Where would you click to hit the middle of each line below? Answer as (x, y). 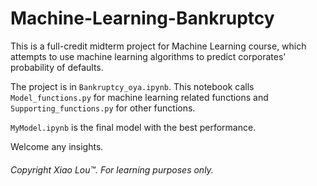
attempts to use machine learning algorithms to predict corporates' (148, 56)
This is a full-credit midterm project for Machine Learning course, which (158, 46)
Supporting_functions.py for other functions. (103, 108)
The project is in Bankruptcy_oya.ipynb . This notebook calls (132, 86)
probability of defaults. (57, 67)
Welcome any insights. (57, 146)
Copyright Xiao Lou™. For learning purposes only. (112, 169)
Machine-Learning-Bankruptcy (142, 18)
